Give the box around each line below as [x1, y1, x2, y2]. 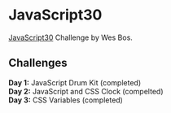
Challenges [8, 56, 68, 70]
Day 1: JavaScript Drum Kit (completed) [8, 77, 141, 87]
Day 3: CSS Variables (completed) [8, 95, 124, 105]
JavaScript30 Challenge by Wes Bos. [8, 33, 133, 42]
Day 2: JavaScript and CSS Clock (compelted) [8, 86, 164, 96]
